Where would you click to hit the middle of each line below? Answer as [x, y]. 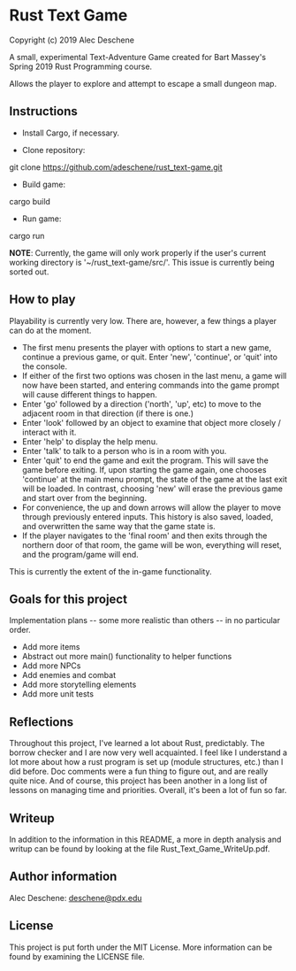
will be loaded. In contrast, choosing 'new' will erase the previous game [152, 489]
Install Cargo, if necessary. [71, 133]
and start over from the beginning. [84, 497]
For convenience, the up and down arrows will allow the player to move [151, 507]
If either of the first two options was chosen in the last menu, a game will [154, 375]
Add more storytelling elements [79, 685]
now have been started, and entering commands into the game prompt [151, 385]
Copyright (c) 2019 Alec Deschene [72, 40]
